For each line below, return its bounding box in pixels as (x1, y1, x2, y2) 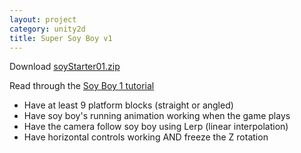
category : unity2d (9, 24, 86, 34)
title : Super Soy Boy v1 (9, 33, 113, 43)
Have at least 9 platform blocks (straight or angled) (23, 99, 234, 111)
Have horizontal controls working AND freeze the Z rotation (23, 131, 269, 143)
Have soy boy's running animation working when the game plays (23, 110, 291, 122)
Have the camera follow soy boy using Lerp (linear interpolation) (23, 121, 289, 133)
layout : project (9, 14, 77, 25)
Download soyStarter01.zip (9, 61, 121, 73)
